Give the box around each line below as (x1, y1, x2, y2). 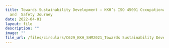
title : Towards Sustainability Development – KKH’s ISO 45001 (5, 7, 138, 12)
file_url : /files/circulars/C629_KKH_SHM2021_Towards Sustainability (5, 35, 154, 40)
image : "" (5, 30, 26, 35)
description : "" (5, 26, 39, 31)
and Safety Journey (10, 12, 53, 17)
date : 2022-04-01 (5, 16, 42, 21)
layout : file (5, 21, 33, 26)
